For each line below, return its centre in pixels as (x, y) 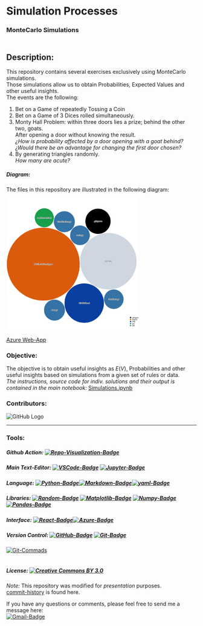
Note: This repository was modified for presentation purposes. (84, 586)
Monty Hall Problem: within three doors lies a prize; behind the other (100, 121)
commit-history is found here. (43, 592)
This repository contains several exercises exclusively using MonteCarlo (96, 71)
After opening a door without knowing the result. (75, 135)
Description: (30, 57)
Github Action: (25, 452)
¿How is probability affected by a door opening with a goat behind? (99, 141)
